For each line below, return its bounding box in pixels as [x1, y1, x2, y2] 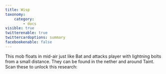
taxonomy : [5, 12, 26, 17]
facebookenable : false [5, 40, 52, 45]
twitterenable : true [5, 30, 48, 35]
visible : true [5, 26, 35, 31]
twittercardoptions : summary [5, 35, 66, 40]
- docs [23, 21, 37, 26]
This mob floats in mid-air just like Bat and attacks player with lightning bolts [5, 53, 162, 59]
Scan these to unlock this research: [5, 64, 78, 70]
